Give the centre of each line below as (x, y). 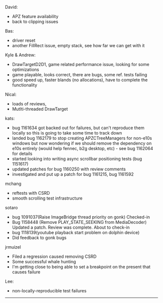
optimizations (26, 69)
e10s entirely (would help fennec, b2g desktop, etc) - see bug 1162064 (82, 148)
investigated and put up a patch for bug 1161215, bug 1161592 (73, 174)
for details (22, 153)
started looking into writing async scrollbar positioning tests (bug (77, 159)
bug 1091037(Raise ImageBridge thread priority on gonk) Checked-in (81, 217)
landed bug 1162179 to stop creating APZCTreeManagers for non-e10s (82, 138)
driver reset (24, 40)
